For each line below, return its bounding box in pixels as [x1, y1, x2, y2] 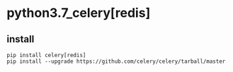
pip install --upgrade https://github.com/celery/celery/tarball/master [6, 58, 226, 65]
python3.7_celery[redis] [6, 5, 151, 21]
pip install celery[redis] [6, 52, 86, 59]
